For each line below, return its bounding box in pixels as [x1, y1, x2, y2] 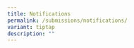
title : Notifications [7, 10, 71, 18]
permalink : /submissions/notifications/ [7, 17, 128, 24]
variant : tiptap [7, 23, 55, 30]
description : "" [7, 30, 55, 37]
